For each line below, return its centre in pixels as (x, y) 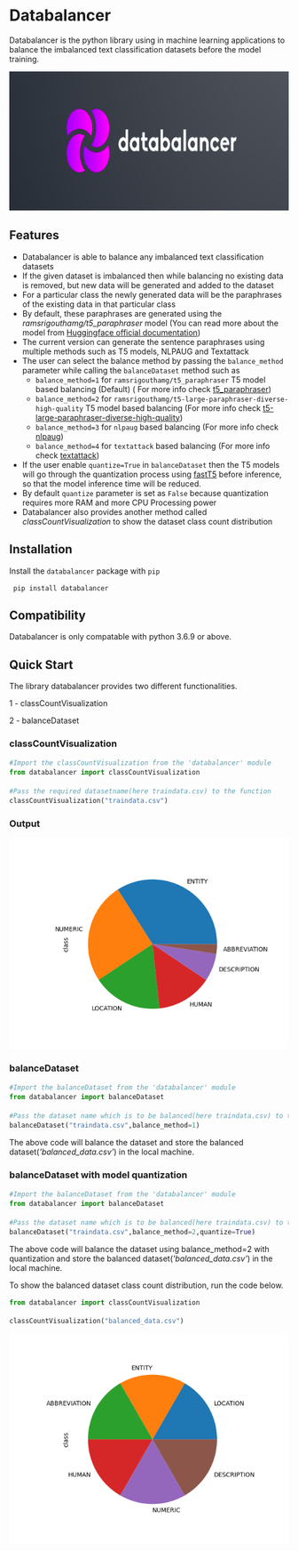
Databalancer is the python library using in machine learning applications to (147, 40)
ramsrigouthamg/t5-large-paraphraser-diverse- (201, 399)
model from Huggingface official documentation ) (111, 332)
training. (24, 59)
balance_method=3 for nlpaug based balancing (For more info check (157, 427)
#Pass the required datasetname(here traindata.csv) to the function (141, 792)
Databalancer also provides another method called (114, 511)
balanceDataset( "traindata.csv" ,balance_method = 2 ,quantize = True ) (132, 1232)
